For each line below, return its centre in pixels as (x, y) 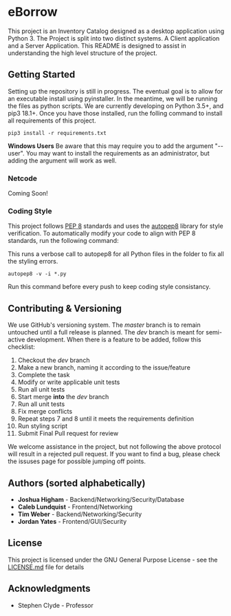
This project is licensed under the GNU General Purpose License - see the (113, 560)
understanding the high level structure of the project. (82, 53)
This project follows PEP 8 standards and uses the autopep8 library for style (115, 226)
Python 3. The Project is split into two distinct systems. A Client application (114, 38)
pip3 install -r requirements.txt (57, 133)
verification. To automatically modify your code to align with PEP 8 (102, 233)
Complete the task (44, 375)
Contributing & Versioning (65, 308)
